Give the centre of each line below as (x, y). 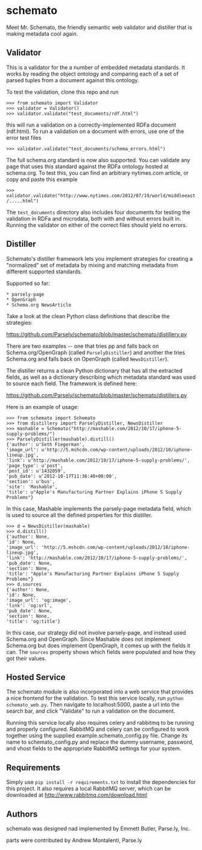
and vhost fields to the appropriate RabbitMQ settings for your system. (94, 748)
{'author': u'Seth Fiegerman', (46, 444)
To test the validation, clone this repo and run (62, 92)
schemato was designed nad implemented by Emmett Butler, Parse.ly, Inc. (98, 829)
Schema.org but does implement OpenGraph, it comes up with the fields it (98, 646)
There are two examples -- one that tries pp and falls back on (83, 346)
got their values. (27, 658)
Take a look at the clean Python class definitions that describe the (88, 316)
